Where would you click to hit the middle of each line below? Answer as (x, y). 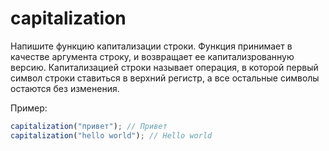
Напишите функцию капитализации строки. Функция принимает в (151, 46)
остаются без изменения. (65, 88)
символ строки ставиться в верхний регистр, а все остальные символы (165, 78)
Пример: (29, 108)
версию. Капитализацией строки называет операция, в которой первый (164, 67)
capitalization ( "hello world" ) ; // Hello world (111, 135)
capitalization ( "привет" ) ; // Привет (89, 126)
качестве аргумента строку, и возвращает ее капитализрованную (152, 56)
